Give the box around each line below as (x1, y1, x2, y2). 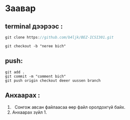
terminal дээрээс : (5, 22, 63, 30)
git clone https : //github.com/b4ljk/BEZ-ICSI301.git (5, 35, 114, 40)
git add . (5, 70, 25, 75)
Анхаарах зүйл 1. (12, 109, 47, 115)
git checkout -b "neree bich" (5, 44, 66, 48)
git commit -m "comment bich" (5, 74, 66, 79)
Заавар (5, 3, 36, 14)
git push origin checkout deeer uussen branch (5, 78, 101, 83)
